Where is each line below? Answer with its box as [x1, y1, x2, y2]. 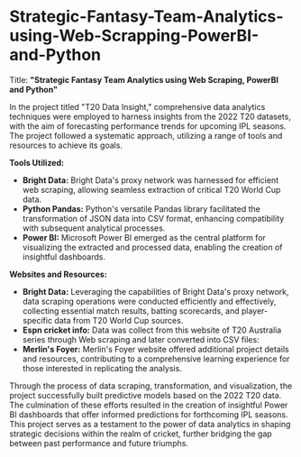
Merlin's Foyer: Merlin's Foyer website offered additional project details [22, 343, 290, 354]
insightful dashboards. [22, 251, 106, 262]
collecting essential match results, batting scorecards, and [22, 305, 241, 316]
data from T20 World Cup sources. [53, 315, 184, 325]
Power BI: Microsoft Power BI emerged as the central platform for [22, 232, 266, 242]
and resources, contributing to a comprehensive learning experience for [22, 353, 290, 364]
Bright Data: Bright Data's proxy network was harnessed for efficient [22, 174, 279, 186]
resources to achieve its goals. [9, 140, 123, 151]
